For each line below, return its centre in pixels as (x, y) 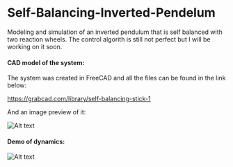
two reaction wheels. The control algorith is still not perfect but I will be (109, 39)
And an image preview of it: (47, 112)
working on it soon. (35, 46)
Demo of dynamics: (36, 141)
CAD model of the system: (46, 62)
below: (17, 85)
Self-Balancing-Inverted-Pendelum (111, 13)
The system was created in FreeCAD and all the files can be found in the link (116, 78)
